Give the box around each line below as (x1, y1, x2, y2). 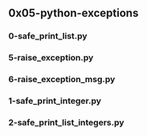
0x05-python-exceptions (8, 6, 139, 20)
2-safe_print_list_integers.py (8, 117, 125, 128)
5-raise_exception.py (8, 52, 94, 64)
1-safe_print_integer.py (8, 96, 102, 107)
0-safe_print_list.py (8, 31, 88, 42)
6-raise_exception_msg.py (8, 74, 116, 85)
